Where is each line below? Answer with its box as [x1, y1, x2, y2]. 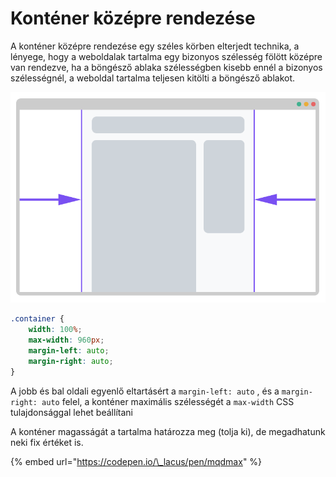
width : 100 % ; [28, 325, 83, 335]
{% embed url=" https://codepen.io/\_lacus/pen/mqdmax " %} [10, 455, 263, 467]
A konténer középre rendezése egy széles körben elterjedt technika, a [10, 40, 300, 52]
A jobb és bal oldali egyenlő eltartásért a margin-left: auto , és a [10, 385, 280, 397]
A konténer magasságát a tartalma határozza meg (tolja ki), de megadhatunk [10, 425, 326, 437]
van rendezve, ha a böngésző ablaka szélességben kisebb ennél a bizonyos [10, 61, 323, 73]
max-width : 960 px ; [28, 335, 105, 346]
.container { [10, 314, 65, 324]
